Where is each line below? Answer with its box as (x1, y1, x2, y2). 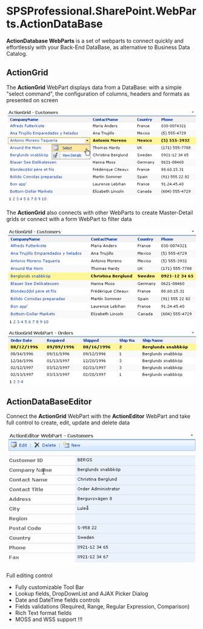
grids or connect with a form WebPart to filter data (6, 215, 132, 222)
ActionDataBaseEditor (6, 397, 92, 407)
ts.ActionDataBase (6, 17, 103, 31)
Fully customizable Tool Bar (15, 584, 84, 591)
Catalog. (6, 50, 28, 57)
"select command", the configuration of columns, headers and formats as (6, 90, 190, 97)
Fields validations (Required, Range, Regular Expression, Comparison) (15, 603, 190, 610)
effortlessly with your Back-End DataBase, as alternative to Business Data (6, 44, 190, 51)
